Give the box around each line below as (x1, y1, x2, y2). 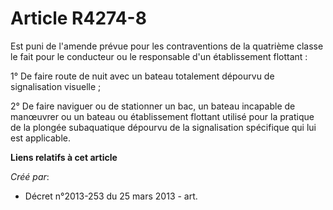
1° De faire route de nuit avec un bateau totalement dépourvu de (10, 70, 275, 82)
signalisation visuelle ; (10, 80, 102, 92)
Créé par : (10, 170, 50, 182)
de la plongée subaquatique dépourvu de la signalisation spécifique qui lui (10, 121, 317, 133)
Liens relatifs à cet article (10, 151, 118, 163)
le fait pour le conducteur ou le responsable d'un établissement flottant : (10, 50, 308, 62)
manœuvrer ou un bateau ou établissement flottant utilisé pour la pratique (10, 110, 315, 122)
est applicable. (10, 132, 72, 144)
